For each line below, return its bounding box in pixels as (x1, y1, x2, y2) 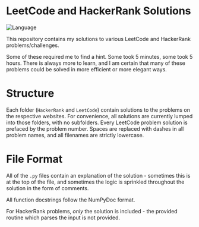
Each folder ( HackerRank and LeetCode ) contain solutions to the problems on (6, 106, 190, 113)
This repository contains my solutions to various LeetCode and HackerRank (6, 35, 191, 42)
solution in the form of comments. (6, 184, 89, 191)
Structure (6, 87, 55, 100)
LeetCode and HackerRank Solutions (6, 4, 191, 18)
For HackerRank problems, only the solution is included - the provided (6, 207, 178, 215)
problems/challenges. (6, 42, 59, 49)
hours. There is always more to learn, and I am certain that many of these (6, 59, 185, 67)
